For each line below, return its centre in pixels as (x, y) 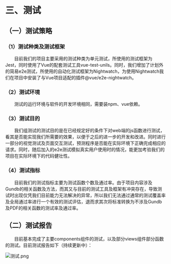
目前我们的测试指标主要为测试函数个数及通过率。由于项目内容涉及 (83, 182)
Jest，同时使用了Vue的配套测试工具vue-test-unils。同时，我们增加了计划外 (84, 65)
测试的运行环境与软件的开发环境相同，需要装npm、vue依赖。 (79, 104)
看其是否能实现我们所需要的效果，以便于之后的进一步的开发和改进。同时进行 (85, 137)
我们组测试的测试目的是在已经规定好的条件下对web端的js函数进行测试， (90, 131)
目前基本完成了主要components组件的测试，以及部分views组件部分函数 (89, 239)
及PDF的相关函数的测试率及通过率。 (43, 208)
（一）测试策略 (29, 31)
